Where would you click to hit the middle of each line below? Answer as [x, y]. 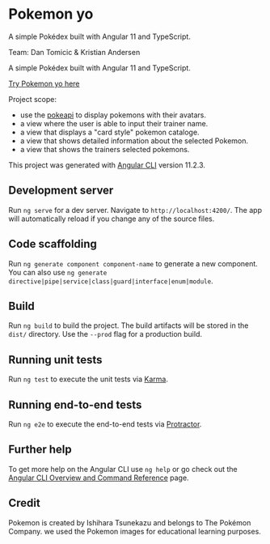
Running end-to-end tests [75, 404]
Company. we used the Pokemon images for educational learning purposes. [135, 531]
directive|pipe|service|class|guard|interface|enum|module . [111, 281]
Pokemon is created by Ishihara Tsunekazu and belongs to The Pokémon [130, 522]
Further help [40, 450]
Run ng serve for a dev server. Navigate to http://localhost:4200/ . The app [135, 210]
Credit [24, 503]
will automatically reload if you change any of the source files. [112, 219]
